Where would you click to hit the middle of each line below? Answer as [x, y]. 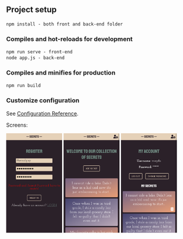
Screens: [17, 125]
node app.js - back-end [36, 58]
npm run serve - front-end [39, 52]
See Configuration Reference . [42, 113]
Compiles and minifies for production [61, 73]
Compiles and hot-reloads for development [70, 39]
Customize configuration [43, 101]
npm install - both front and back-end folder [65, 24]
